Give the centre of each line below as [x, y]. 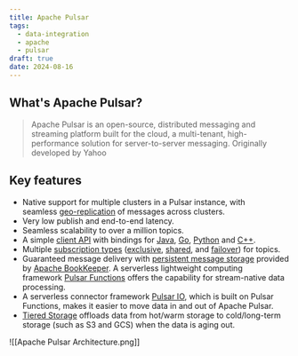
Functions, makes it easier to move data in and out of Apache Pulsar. [148, 305]
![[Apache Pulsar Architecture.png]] [75, 342]
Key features [45, 181]
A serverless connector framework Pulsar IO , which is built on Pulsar [148, 296]
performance [55, 143]
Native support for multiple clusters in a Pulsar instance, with [134, 202]
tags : [19, 26]
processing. [44, 287]
